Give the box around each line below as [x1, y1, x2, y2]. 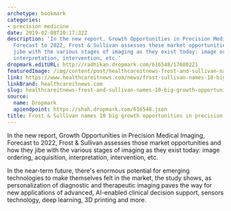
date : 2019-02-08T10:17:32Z [7, 29, 88, 36]
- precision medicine [7, 23, 69, 30]
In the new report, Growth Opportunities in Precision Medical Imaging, [7, 131, 205, 140]
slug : [7, 87, 23, 93]
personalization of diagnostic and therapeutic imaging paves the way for [7, 181, 212, 189]
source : [7, 93, 30, 100]
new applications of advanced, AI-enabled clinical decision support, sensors [7, 188, 224, 197]
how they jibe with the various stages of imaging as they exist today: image [7, 146, 220, 154]
